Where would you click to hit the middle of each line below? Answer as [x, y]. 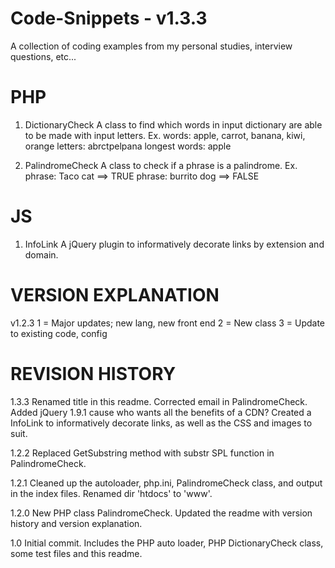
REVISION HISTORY [93, 373]
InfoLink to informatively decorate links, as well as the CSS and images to [161, 423]
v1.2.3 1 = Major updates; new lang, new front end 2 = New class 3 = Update [168, 323]
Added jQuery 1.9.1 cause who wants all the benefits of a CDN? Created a [161, 412]
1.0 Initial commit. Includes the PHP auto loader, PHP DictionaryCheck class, [167, 543]
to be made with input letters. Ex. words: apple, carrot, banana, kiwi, [165, 135]
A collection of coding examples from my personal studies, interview [151, 46]
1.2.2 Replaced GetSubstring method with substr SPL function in [142, 453]
